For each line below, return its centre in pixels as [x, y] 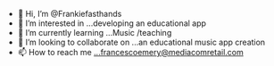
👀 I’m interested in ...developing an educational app [112, 23]
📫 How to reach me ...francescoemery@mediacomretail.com [130, 52]
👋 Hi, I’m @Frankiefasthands [70, 14]
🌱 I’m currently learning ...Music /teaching [95, 33]
